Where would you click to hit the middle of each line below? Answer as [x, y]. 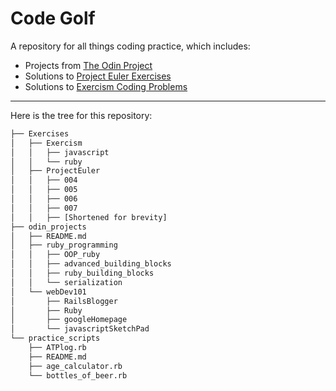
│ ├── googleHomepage [69, 320]
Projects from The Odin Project [88, 65]
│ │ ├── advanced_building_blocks [91, 264]
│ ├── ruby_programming [64, 245]
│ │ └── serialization [66, 282]
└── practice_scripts [55, 338]
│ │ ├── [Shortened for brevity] [89, 217]
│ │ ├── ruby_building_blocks [82, 273]
